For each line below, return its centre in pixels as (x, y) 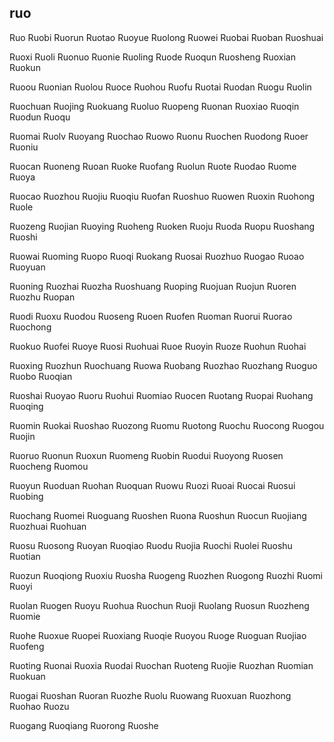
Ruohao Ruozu (39, 706)
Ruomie (25, 616)
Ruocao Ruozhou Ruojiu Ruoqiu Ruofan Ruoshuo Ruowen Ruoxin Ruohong (162, 196)
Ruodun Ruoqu (40, 117)
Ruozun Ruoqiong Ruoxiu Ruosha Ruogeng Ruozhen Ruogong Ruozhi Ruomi (166, 575)
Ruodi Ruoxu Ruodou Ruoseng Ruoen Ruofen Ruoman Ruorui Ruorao (151, 316)
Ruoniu (24, 147)
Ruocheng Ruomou (49, 466)
